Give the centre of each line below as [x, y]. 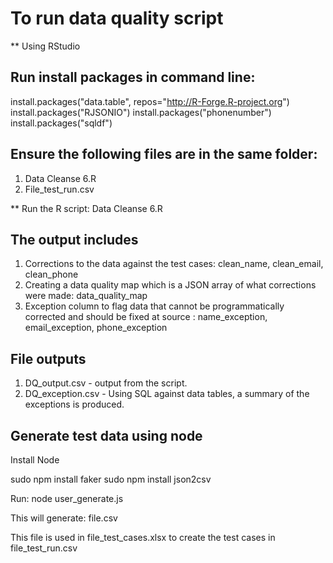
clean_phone [51, 274]
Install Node [35, 460]
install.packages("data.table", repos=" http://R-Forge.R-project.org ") [150, 101]
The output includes [74, 239]
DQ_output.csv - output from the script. [106, 383]
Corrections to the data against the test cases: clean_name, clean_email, [174, 264]
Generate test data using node [106, 435]
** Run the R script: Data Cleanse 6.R [86, 208]
